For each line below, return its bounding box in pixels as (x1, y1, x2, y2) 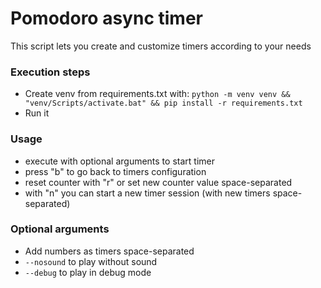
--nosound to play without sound (24, 255, 158, 267)
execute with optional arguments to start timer (24, 155, 215, 167)
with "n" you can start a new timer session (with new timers (24, 187, 271, 199)
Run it (24, 107, 50, 119)
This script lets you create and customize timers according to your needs (10, 40, 312, 52)
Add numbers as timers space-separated (24, 245, 195, 257)
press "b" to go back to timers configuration (24, 165, 207, 177)
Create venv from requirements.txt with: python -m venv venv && (24, 88, 291, 100)
